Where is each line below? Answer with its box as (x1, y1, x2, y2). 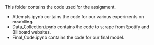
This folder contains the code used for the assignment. (5, 4, 116, 10)
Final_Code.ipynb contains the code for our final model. (12, 34, 124, 40)
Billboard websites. (12, 29, 51, 35)
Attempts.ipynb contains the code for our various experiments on (12, 14, 144, 19)
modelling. (12, 19, 34, 24)
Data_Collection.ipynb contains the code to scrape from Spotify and (12, 24, 150, 30)
